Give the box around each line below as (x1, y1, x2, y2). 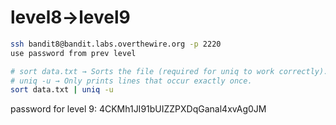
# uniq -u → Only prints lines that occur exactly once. (10, 76, 253, 86)
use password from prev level (10, 48, 137, 58)
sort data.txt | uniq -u (10, 85, 114, 95)
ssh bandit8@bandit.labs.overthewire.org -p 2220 (10, 39, 222, 49)
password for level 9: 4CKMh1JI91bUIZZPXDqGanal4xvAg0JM (10, 103, 267, 115)
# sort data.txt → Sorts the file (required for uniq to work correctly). (10, 66, 329, 76)
